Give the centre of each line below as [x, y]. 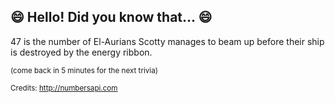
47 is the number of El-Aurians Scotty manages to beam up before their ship [167, 41]
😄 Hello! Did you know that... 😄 [111, 17]
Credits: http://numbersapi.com [64, 88]
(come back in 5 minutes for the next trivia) [84, 70]
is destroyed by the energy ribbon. [81, 52]
